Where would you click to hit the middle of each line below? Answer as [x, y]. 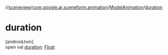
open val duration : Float [30, 47]
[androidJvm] [20, 41]
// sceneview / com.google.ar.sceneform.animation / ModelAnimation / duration [84, 7]
